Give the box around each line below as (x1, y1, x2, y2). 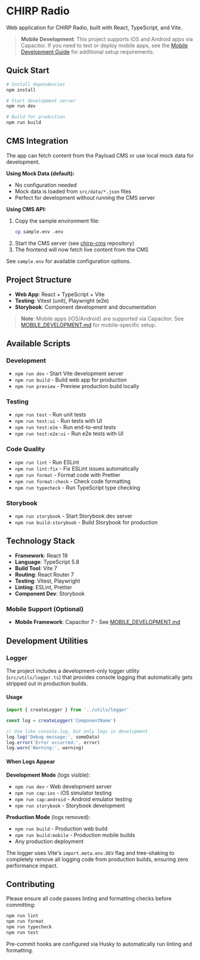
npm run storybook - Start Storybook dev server (14, 512, 133, 520)
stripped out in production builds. (6, 679, 88, 687)
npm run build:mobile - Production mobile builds (14, 831, 136, 838)
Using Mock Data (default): (6, 170, 75, 177)
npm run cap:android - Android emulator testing (14, 795, 133, 802)
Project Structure (6, 275, 72, 285)
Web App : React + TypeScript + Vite (14, 291, 105, 298)
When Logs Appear (6, 758, 56, 765)
